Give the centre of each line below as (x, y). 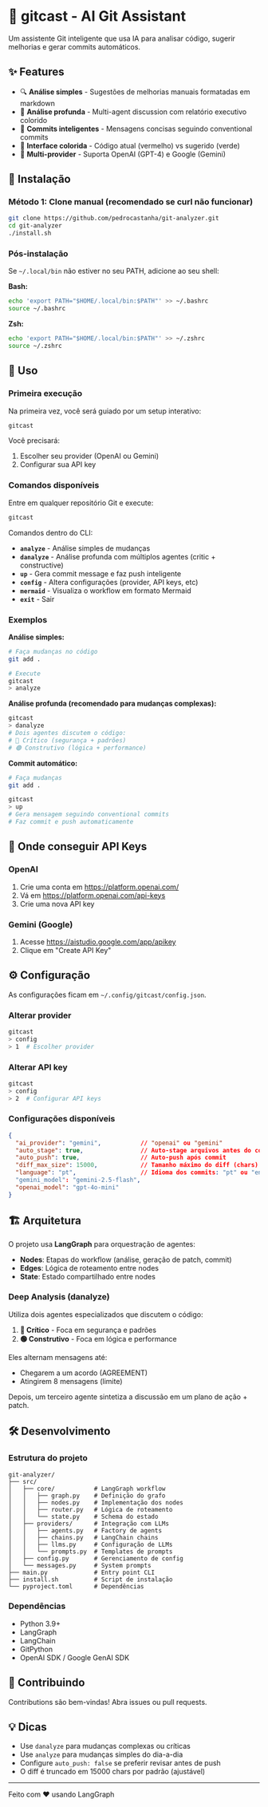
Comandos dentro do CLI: (51, 532)
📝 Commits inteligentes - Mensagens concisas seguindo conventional (136, 129)
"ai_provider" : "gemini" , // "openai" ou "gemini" (119, 1143)
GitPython (36, 1649)
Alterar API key (38, 1067)
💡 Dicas (28, 1727)
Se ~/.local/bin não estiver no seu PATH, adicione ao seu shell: (114, 271)
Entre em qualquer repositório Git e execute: (81, 503)
